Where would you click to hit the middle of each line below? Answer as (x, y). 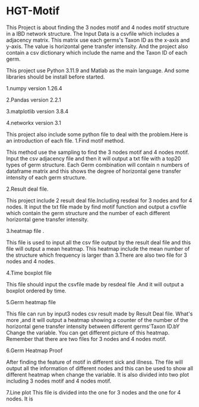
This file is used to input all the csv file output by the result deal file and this (99, 242)
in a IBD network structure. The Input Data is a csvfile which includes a (93, 33)
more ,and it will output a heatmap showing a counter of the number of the (97, 320)
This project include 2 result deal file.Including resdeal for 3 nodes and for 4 (99, 200)
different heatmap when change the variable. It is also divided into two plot (98, 374)
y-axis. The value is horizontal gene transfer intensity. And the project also (97, 46)
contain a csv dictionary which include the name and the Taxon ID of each (97, 52)
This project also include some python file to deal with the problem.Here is (97, 134)
